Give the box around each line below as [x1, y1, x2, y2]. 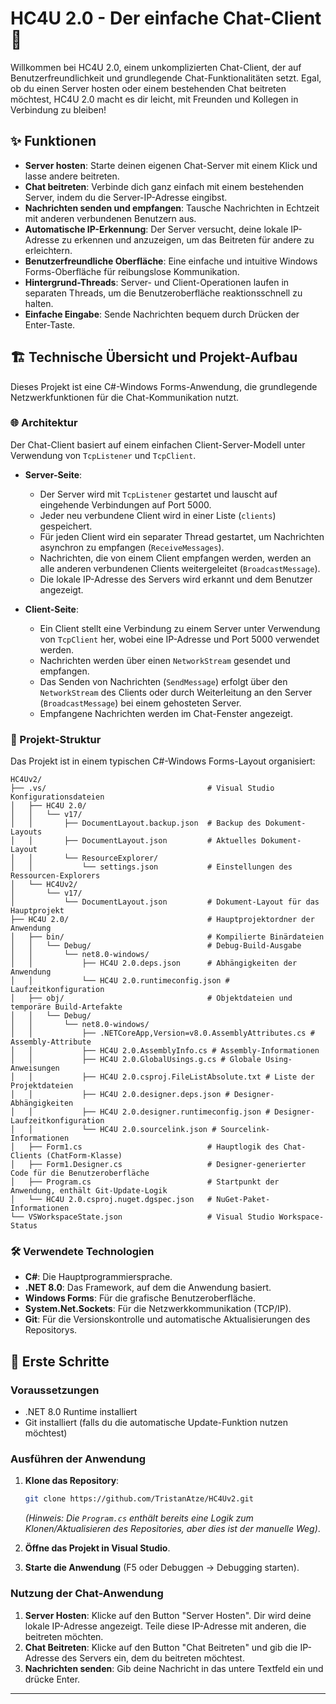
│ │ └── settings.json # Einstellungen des [10, 862, 293, 872]
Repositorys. [24, 1324, 78, 1336]
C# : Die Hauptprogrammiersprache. [24, 1271, 173, 1283]
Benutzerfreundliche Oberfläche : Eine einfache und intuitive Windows [24, 255, 318, 267]
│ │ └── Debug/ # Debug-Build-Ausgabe [10, 941, 302, 951]
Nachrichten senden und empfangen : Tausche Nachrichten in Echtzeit [24, 202, 320, 214]
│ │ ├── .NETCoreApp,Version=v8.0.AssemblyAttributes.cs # [10, 1028, 315, 1039]
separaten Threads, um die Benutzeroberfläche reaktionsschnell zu [24, 287, 303, 299]
